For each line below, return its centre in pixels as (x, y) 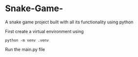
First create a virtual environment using (44, 31)
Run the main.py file (25, 49)
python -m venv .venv (27, 40)
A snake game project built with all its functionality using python (69, 22)
